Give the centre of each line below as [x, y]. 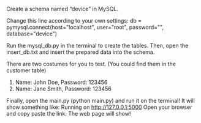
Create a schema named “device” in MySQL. [62, 9]
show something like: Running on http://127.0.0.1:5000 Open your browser [99, 107]
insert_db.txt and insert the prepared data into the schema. [81, 52]
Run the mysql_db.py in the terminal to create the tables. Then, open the [97, 46]
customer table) [26, 70]
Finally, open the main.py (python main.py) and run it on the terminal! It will [100, 101]
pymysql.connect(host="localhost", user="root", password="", [85, 27]
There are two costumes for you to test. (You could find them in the [91, 64]
